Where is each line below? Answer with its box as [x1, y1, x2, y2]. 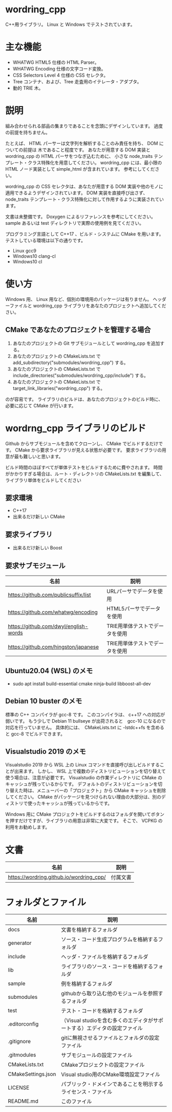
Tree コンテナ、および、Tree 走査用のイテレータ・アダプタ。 [12, 78, 142, 84]
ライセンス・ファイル [61, 1088, 113, 1096]
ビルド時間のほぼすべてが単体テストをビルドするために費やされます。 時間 [5, 464, 163, 470]
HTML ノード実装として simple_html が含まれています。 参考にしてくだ [5, 166, 155, 172]
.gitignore [8, 1038, 31, 1045]
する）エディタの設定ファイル [71, 1025, 143, 1032]
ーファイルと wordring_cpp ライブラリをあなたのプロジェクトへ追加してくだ [5, 302, 166, 309]
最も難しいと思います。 [14, 453, 63, 459]
